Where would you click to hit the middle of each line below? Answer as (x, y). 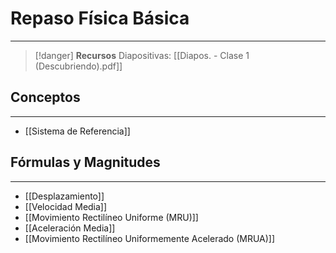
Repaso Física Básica (100, 18)
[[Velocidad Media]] (66, 206)
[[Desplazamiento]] (64, 196)
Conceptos (45, 97)
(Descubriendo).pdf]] (78, 66)
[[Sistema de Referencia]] (77, 131)
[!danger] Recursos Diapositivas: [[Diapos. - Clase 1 (142, 55)
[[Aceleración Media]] (70, 228)
